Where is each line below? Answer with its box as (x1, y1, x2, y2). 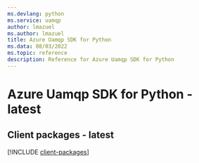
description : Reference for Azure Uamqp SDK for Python (7, 56, 174, 63)
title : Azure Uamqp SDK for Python (7, 37, 112, 44)
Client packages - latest (7, 129, 115, 141)
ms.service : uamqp (7, 17, 61, 24)
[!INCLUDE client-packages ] (7, 148, 89, 156)
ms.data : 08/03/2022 (7, 43, 68, 50)
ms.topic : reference (7, 50, 68, 57)
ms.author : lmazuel (7, 30, 65, 37)
